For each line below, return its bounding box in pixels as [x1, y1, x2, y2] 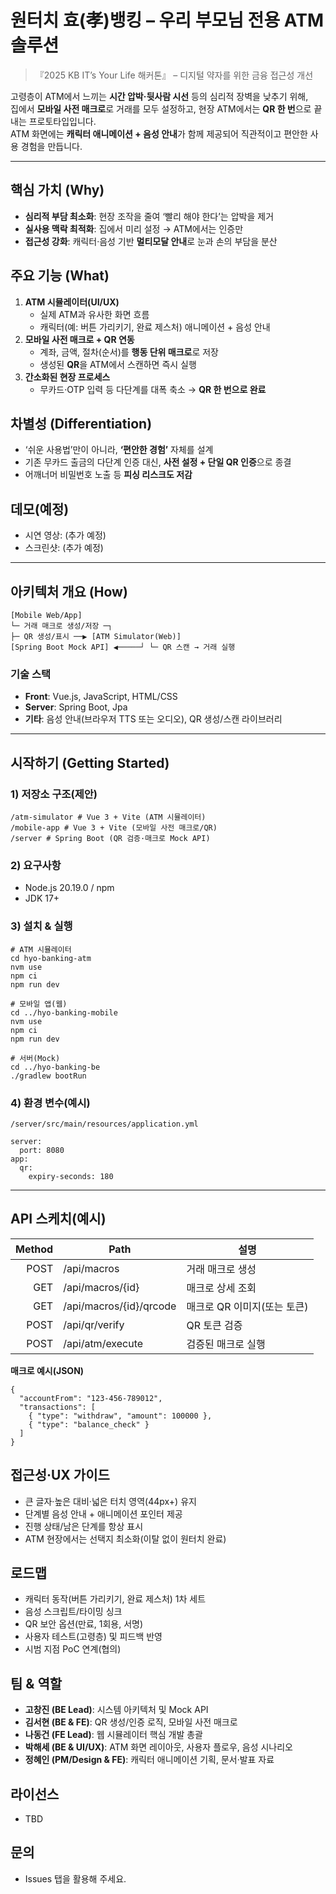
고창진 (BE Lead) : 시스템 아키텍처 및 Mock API [24, 1704, 209, 1716]
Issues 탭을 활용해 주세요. [24, 1872, 127, 1885]
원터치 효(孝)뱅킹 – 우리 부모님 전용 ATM [10, 9, 324, 32]
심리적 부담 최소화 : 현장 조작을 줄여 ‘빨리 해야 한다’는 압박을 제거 [24, 210, 275, 222]
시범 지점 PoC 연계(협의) [24, 1643, 122, 1655]
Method [15, 1242, 54, 1256]
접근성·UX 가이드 [10, 1467, 110, 1484]
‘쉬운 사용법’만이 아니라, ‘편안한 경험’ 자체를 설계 [24, 444, 214, 456]
